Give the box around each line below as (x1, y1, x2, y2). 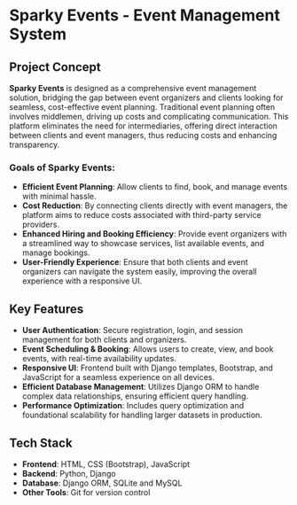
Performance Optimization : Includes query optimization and (21, 400, 245, 411)
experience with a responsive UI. (21, 276, 143, 286)
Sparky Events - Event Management (9, 5, 281, 26)
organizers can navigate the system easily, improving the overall (21, 267, 257, 277)
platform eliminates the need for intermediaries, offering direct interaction (9, 120, 277, 131)
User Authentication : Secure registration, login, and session (21, 325, 244, 336)
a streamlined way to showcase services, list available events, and (21, 238, 264, 249)
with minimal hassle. (21, 191, 97, 202)
